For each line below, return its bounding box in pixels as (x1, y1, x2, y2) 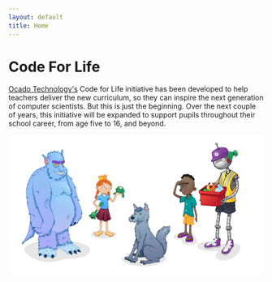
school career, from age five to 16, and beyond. (8, 118, 166, 129)
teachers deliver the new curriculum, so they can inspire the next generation (8, 93, 264, 103)
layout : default (8, 13, 63, 21)
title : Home (8, 21, 49, 30)
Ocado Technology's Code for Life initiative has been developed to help (8, 84, 248, 94)
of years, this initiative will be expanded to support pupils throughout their (8, 110, 256, 120)
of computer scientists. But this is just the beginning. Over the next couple (8, 101, 257, 111)
